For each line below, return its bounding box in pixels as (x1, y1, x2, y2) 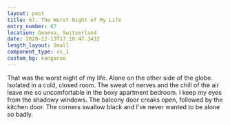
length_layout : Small (7, 42, 70, 49)
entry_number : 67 (7, 23, 57, 30)
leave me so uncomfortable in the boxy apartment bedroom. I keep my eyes (7, 88, 222, 96)
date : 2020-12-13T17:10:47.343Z (7, 36, 100, 43)
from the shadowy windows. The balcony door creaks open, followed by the (7, 95, 223, 104)
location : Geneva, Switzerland (7, 29, 97, 36)
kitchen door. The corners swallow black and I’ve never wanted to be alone (7, 102, 220, 111)
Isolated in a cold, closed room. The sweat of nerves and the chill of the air (7, 80, 219, 89)
